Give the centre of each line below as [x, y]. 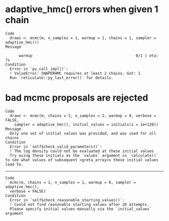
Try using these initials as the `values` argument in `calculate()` [84, 155]
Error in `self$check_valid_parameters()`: [56, 147]
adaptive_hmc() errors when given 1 [82, 9]
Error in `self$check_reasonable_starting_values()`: [67, 200]
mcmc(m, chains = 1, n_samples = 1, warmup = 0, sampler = [73, 182]
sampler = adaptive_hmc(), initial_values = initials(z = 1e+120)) [86, 124]
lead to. [14, 164]
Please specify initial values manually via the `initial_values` [81, 209]
